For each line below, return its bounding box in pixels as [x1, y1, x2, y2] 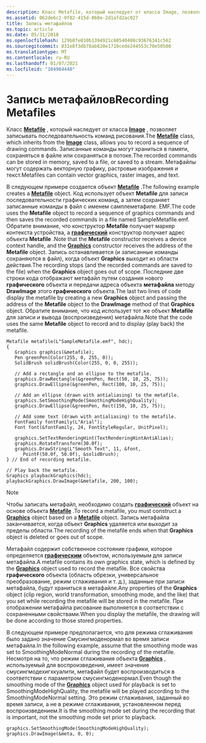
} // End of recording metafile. [6, 456, 92, 463]
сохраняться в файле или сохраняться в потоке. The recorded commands [6, 152, 197, 160]
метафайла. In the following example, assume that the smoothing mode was [6, 642, 198, 649]
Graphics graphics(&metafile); [14, 349, 95, 356]
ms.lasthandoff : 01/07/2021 [6, 60, 78, 66]
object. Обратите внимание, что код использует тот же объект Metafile [6, 307, 193, 315]
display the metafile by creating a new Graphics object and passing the [6, 294, 187, 301]
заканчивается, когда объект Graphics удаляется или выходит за [6, 520, 178, 528]
